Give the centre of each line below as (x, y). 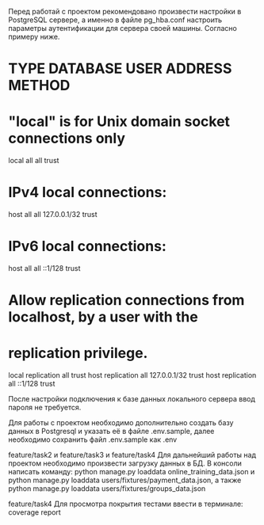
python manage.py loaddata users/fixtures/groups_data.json (107, 489)
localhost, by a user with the (103, 317)
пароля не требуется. (45, 408)
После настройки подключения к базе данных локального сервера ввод (132, 399)
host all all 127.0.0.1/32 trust (53, 215)
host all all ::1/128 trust (44, 268)
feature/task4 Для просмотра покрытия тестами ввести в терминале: (126, 504)
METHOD (39, 86)
